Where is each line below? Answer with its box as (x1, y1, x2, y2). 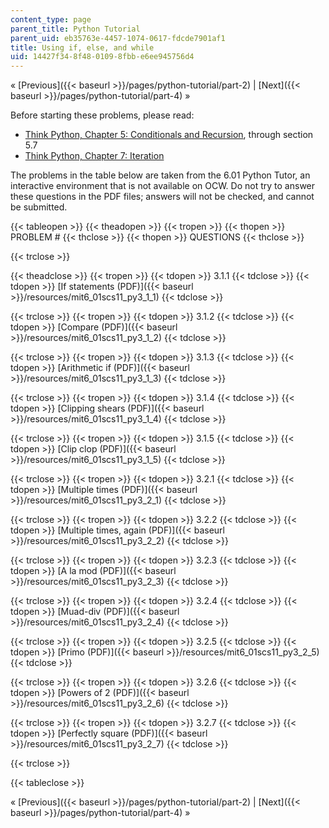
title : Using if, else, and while (10, 42, 155, 53)
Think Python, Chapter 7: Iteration (24, 150, 165, 162)
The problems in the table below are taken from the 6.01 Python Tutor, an (10, 169, 311, 181)
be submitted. (10, 201, 68, 213)
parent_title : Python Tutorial (10, 24, 141, 34)
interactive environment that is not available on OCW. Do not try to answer (10, 180, 316, 192)
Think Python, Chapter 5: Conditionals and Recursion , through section (24, 129, 314, 141)
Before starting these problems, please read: (10, 109, 195, 121)
